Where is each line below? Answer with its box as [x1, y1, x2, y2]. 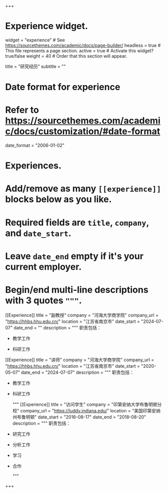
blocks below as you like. [5, 194, 112, 205]
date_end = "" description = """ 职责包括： [13, 324, 102, 331]
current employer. [5, 261, 82, 272]
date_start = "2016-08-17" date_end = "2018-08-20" [38, 414, 146, 420]
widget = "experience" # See [5, 37, 65, 43]
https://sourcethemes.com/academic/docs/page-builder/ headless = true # [5, 42, 161, 48]
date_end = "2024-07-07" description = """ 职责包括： [21, 369, 134, 375]
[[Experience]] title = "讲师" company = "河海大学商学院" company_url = [5, 357, 154, 363]
